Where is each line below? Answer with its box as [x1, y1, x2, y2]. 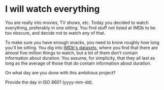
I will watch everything [5, 3, 100, 15]
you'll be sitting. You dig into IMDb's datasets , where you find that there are [5, 45, 158, 50]
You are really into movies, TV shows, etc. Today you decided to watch [5, 20, 149, 25]
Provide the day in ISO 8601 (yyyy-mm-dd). [5, 79, 94, 85]
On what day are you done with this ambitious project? [5, 69, 116, 75]
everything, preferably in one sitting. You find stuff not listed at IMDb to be [5, 24, 156, 30]
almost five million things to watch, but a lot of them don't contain [5, 50, 138, 56]
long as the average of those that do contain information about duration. [5, 60, 152, 66]
